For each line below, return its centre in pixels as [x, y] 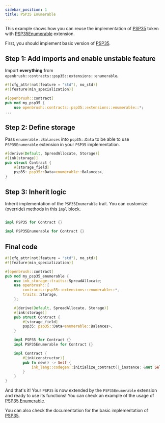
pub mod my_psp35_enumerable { [37, 276]
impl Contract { [31, 353]
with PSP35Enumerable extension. [40, 34]
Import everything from [29, 71]
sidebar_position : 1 [26, 10]
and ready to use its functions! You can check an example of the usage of [80, 396]
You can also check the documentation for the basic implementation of [77, 410]
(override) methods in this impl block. [43, 209]
